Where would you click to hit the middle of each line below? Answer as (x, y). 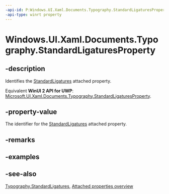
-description (25, 69)
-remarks (20, 140)
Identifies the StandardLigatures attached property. (58, 81)
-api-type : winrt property (33, 15)
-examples (22, 157)
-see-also (21, 174)
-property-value (31, 112)
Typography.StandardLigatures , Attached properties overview (69, 186)
